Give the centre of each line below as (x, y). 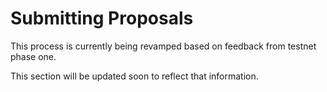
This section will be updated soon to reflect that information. (134, 76)
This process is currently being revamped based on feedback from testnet (163, 46)
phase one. (33, 56)
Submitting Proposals (102, 18)
